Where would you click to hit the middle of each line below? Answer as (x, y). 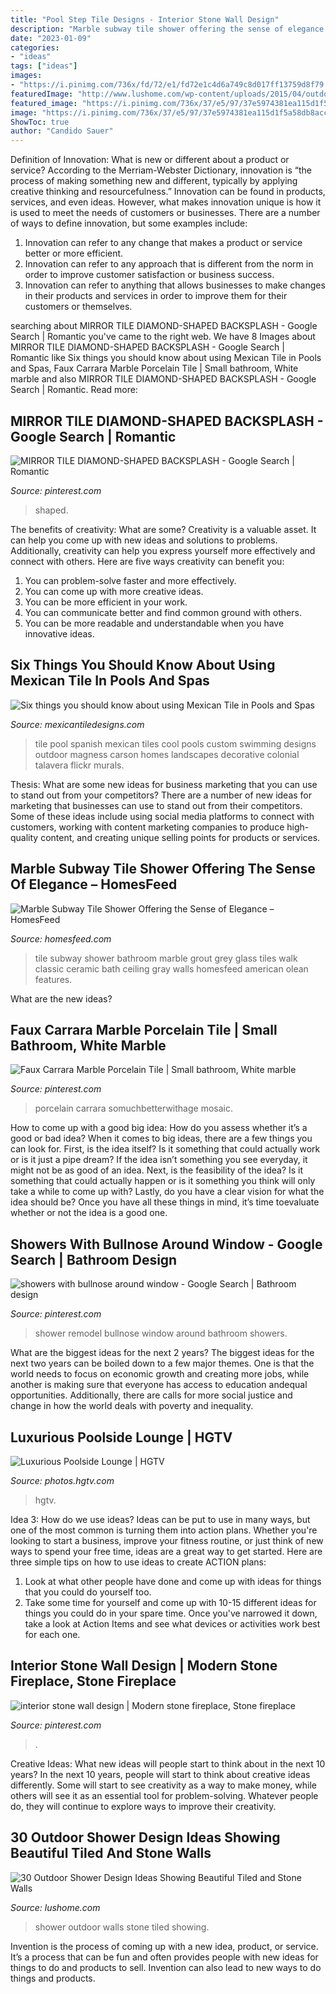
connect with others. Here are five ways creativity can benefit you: (147, 561)
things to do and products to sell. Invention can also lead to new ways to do (166, 1967)
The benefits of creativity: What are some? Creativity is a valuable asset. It (163, 529)
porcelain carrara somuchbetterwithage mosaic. (133, 1108)
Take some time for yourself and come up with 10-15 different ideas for (170, 1602)
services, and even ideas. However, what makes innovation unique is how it (166, 202)
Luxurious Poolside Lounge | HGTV (121, 1437)
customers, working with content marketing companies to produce (147, 827)
